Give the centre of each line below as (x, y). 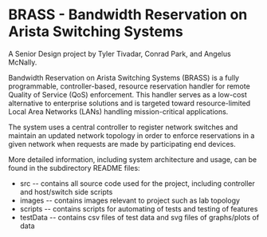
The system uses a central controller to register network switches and (123, 127)
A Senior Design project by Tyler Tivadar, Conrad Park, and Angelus (120, 53)
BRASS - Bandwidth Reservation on (128, 15)
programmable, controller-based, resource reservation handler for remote (130, 86)
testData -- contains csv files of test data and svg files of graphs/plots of (139, 217)
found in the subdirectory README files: (75, 168)
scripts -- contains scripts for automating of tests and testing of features (139, 208)
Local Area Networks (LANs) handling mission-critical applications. (118, 111)
